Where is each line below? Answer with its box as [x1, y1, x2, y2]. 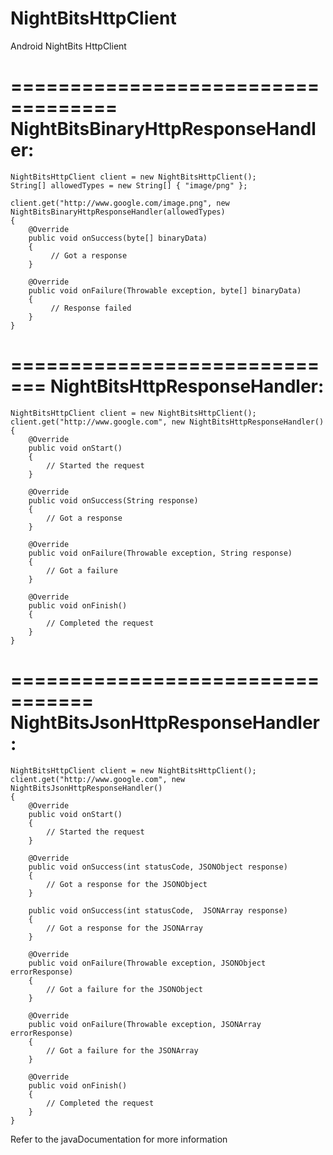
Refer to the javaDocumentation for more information [10, 1133, 228, 1145]
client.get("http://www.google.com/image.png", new [10, 198, 230, 208]
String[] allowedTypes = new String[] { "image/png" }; [10, 180, 248, 191]
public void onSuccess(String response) [28, 495, 199, 506]
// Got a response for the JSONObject [46, 879, 208, 889]
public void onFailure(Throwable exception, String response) [28, 548, 293, 558]
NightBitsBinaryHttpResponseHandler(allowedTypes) [10, 207, 226, 217]
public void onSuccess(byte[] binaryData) [28, 233, 208, 243]
